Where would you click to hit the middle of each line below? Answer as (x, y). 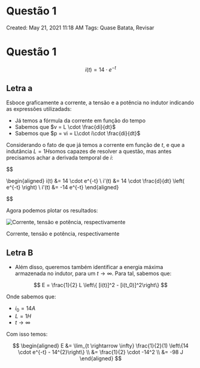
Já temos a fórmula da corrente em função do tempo (80, 120)
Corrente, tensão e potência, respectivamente (63, 234)
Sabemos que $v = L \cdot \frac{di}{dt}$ (65, 127)
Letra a (19, 88)
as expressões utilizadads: (39, 109)
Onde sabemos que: (31, 297)
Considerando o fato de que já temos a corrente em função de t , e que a (96, 145)
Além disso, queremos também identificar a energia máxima (89, 267)
